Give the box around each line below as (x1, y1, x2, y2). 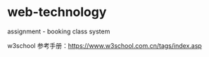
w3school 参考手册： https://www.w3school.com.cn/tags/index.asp (7, 41, 202, 49)
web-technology (7, 4, 107, 20)
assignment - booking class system (7, 27, 110, 35)
